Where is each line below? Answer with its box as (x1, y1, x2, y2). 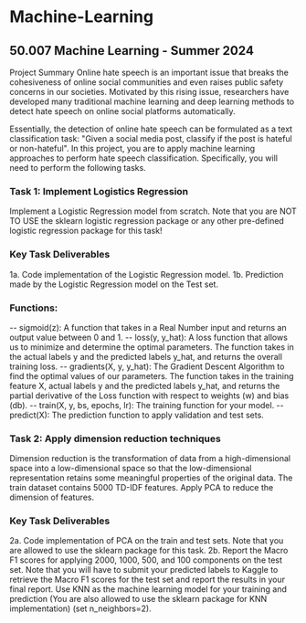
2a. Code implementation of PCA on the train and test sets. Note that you (9, 535, 284, 546)
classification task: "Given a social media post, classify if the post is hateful (9, 133, 292, 143)
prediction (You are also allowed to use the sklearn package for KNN (9, 594, 268, 605)
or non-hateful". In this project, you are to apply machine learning (9, 143, 256, 153)
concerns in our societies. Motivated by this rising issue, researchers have (9, 87, 290, 97)
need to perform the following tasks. (9, 163, 146, 173)
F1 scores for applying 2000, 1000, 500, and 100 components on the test (9, 554, 283, 565)
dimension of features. (9, 491, 94, 503)
